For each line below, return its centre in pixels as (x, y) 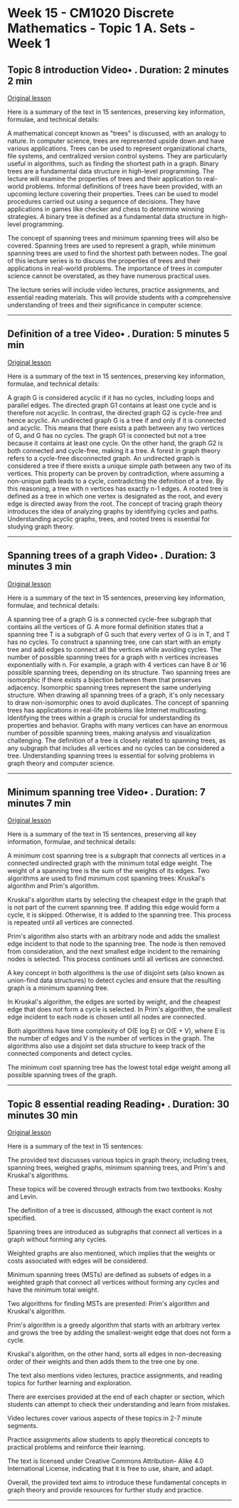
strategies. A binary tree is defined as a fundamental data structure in (109, 216)
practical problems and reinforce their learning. (76, 1447)
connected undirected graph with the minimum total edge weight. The (110, 863)
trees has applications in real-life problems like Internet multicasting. (108, 710)
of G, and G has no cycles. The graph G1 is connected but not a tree (107, 435)
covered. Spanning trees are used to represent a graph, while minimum (111, 245)
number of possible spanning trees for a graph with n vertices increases (113, 657)
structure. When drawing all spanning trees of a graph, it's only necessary (116, 695)
